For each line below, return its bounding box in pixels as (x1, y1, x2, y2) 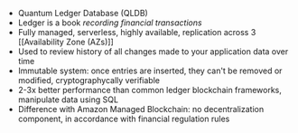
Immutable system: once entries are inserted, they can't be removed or (17, 65, 283, 76)
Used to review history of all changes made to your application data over (17, 46, 289, 57)
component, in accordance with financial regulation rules (17, 113, 230, 124)
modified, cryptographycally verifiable (17, 75, 161, 85)
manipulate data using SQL (17, 94, 119, 105)
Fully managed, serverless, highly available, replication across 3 (17, 27, 256, 37)
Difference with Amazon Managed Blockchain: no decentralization (17, 104, 265, 114)
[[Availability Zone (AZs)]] (17, 36, 115, 47)
